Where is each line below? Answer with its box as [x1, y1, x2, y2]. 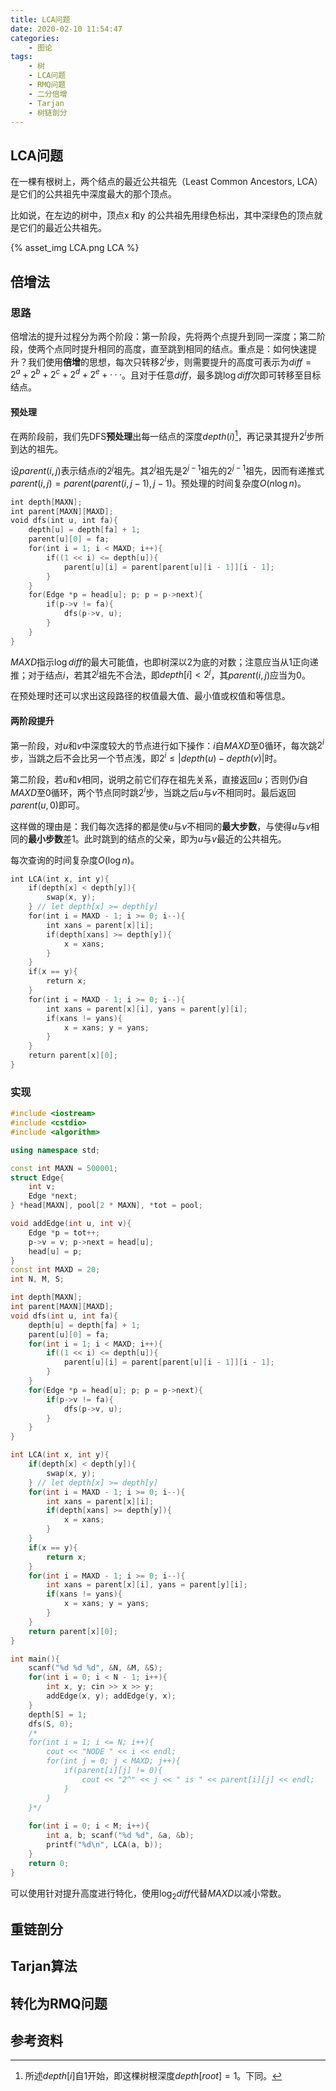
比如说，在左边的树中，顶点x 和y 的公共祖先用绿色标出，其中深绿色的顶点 [10, 209, 315, 221]
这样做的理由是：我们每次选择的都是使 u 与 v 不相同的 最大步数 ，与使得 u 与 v [10, 820, 312, 832]
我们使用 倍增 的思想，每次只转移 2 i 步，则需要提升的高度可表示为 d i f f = [27, 354, 312, 368]
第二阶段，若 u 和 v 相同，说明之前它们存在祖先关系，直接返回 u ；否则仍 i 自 [10, 773, 308, 785]
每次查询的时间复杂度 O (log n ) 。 [10, 854, 140, 866]
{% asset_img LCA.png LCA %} [10, 242, 140, 254]
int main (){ [10, 1654, 60, 1664]
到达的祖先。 [10, 443, 63, 455]
